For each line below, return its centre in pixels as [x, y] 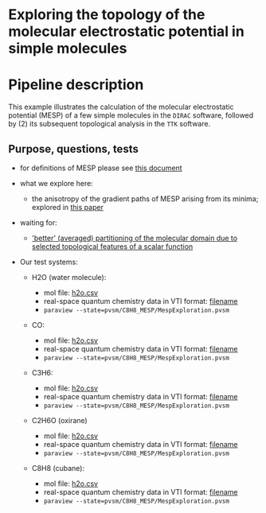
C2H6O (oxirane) [59, 420]
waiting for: [38, 222]
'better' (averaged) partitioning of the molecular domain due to [134, 238]
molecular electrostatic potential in [126, 31]
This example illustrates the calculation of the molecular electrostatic [121, 107]
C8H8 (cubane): [58, 468]
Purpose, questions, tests [74, 149]
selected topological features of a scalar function [112, 246]
